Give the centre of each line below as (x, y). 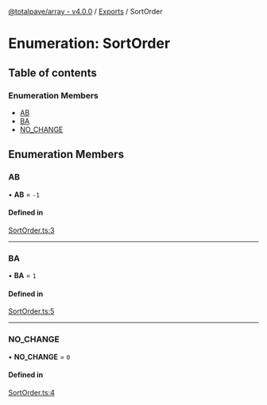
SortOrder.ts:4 (32, 392)
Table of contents (52, 73)
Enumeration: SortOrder (89, 44)
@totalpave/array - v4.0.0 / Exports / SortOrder (85, 12)
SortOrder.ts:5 (31, 311)
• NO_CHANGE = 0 (39, 357)
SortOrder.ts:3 (31, 230)
